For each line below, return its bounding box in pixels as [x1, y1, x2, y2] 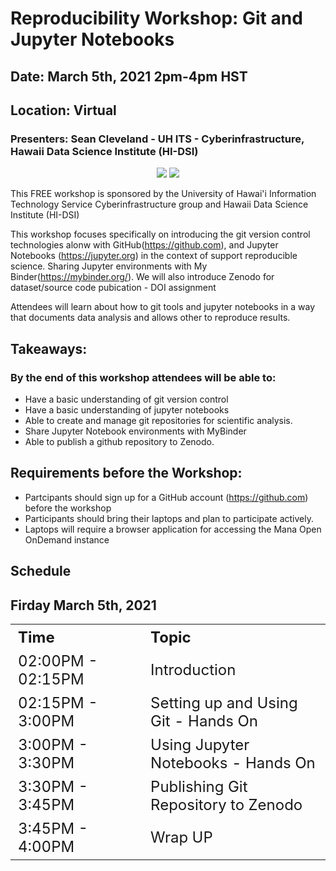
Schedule [10, 563, 72, 580]
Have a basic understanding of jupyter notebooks [24, 403, 230, 416]
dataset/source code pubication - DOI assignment [10, 282, 217, 294]
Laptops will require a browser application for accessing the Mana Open [24, 523, 322, 535]
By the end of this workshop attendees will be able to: [10, 370, 277, 384]
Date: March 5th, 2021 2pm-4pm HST [10, 68, 248, 85]
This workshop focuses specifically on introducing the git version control [10, 228, 311, 241]
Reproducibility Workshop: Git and [10, 7, 303, 30]
